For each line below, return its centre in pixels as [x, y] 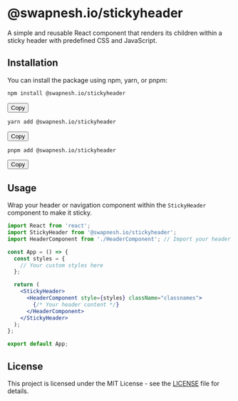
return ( [27, 285]
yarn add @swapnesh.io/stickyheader [62, 122]
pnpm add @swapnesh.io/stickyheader [62, 150]
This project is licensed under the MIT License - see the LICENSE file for [113, 384]
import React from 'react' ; [49, 226]
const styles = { [40, 258]
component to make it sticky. [50, 213]
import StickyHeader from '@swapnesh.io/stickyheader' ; [92, 233]
